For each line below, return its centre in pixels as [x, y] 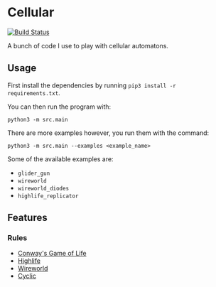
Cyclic [27, 276]
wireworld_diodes [43, 188]
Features [27, 218]
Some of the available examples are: [60, 159]
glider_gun [34, 173]
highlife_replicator [48, 196]
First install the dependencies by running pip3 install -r [92, 85]
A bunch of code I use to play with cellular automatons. [88, 45]
